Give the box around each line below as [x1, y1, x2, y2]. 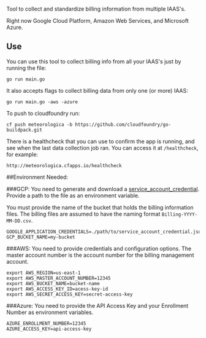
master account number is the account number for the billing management [6, 251, 194, 259]
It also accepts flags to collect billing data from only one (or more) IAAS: [6, 87, 188, 94]
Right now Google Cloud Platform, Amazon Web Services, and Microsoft [6, 17, 189, 24]
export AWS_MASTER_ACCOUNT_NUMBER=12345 [6, 275, 112, 281]
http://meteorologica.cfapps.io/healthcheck [6, 162, 122, 168]
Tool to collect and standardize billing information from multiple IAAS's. [6, 6, 186, 12]
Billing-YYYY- [161, 211, 198, 218]
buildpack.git [6, 127, 43, 133]
